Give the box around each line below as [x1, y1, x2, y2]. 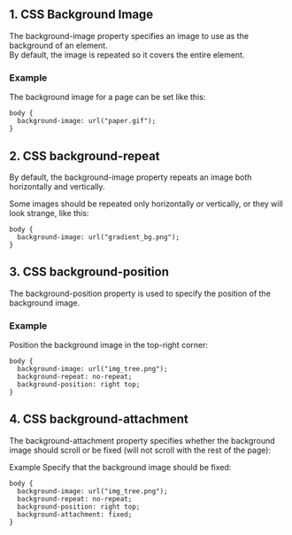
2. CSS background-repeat [9, 148, 161, 163]
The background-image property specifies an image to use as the [9, 30, 250, 41]
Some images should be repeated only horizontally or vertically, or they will [9, 198, 283, 209]
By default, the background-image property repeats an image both [9, 172, 252, 182]
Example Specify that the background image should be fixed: [9, 461, 232, 472]
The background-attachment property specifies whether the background [9, 435, 275, 446]
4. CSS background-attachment [9, 412, 188, 427]
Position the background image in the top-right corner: [9, 340, 208, 351]
